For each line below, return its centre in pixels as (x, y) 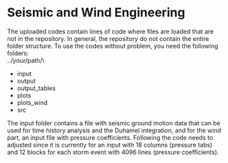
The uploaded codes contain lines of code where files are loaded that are (111, 31)
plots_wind (32, 102)
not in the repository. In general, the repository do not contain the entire (108, 38)
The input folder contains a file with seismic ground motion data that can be (114, 123)
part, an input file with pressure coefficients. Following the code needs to (110, 137)
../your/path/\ (26, 60)
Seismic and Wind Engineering (96, 13)
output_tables (36, 88)
